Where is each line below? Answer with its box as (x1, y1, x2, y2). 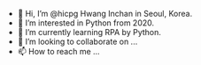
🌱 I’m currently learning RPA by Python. (17, 27, 162, 37)
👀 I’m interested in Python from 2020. (17, 18, 155, 28)
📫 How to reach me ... (17, 47, 100, 56)
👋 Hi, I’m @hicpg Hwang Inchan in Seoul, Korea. (17, 9, 193, 18)
